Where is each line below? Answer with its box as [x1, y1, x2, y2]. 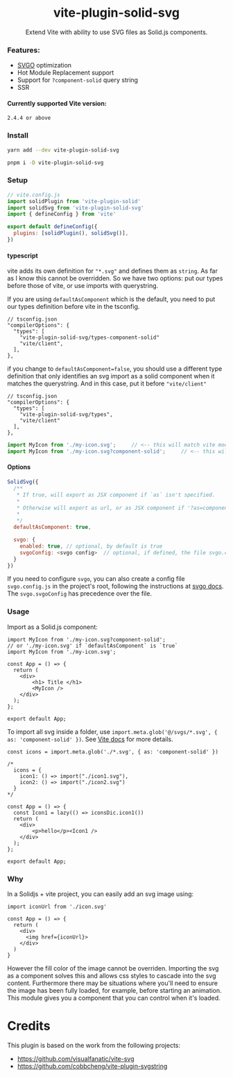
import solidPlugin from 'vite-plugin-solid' [7, 198, 141, 205]
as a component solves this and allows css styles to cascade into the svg [7, 972, 216, 980]
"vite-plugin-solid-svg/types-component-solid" [19, 334, 159, 342]
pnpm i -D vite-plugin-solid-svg [7, 159, 104, 166]
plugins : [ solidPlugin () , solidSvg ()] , [13, 230, 129, 237]
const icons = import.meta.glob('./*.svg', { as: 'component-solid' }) [7, 748, 218, 756]
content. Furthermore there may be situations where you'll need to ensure [7, 979, 218, 987]
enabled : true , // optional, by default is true [19, 543, 163, 550]
